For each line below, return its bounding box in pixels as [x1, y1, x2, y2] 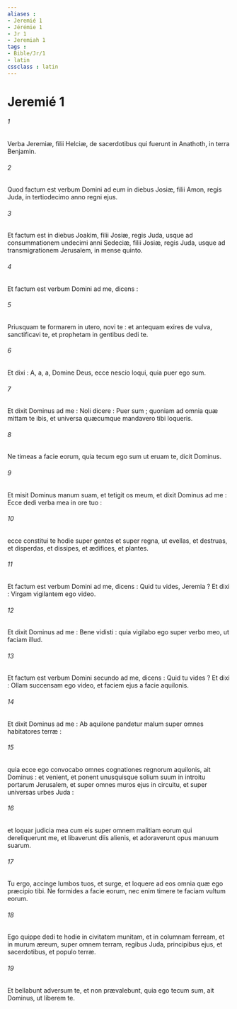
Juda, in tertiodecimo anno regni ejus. [7, 193, 118, 202]
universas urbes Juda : [7, 788, 74, 796]
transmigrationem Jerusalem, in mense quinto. [7, 246, 143, 255]
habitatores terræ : [7, 727, 62, 735]
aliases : [7, 10, 37, 18]
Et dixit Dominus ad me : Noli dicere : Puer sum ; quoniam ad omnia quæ [7, 407, 218, 415]
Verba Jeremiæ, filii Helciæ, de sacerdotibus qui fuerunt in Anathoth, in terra [7, 140, 230, 148]
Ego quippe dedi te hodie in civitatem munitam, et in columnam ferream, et [7, 932, 225, 941]
